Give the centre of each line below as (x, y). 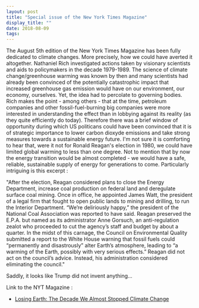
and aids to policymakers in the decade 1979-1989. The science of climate (97, 70)
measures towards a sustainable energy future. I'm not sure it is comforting (98, 139)
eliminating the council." (36, 265)
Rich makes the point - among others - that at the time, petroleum (86, 101)
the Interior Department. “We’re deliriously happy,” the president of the (93, 208)
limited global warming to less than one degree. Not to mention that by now (98, 152)
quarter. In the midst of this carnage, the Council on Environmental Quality (97, 233)
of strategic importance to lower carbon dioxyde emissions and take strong (98, 133)
